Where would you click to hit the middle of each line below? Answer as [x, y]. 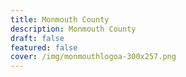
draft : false [37, 38]
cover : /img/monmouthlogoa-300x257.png [93, 57]
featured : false [44, 47]
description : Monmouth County [73, 29]
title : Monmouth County [60, 19]
